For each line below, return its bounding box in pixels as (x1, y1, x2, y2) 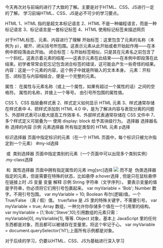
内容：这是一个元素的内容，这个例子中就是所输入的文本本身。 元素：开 (5, 67, 147, 73)
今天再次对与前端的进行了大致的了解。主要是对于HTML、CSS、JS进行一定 (5, 4, 154, 10)
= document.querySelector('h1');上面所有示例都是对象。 (5, 228, 117, 233)
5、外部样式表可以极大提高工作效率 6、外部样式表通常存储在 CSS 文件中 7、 (5, 112, 158, 118)
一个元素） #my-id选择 (13, 140, 59, 146)
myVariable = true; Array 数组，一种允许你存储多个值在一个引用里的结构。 (5, 203, 153, 209)
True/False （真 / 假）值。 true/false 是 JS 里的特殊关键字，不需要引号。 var (5, 198, 158, 203)
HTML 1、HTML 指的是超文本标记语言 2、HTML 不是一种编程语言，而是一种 (5, 21, 157, 26)
